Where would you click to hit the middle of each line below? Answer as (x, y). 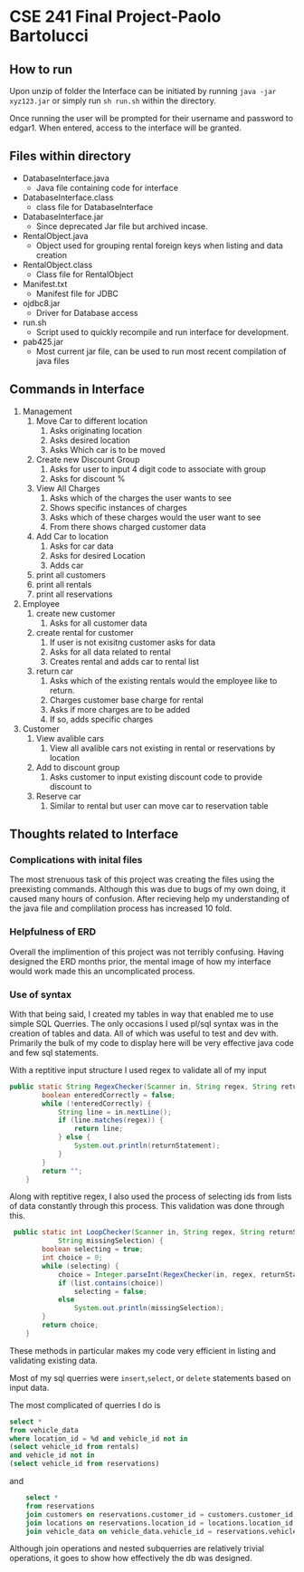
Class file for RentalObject (85, 274)
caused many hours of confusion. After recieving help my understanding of (149, 899)
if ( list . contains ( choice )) (111, 1283)
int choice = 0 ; (72, 1258)
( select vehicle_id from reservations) (85, 1464)
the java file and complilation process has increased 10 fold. (121, 908)
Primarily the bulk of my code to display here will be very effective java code (152, 1042)
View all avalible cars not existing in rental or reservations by (162, 748)
